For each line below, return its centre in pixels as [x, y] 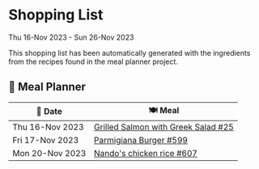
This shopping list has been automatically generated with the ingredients [129, 53]
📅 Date [49, 112]
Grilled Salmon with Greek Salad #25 [164, 127]
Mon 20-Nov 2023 [49, 153]
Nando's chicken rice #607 [146, 153]
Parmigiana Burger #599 [141, 140]
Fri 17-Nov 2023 [46, 140]
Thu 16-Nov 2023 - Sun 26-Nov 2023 [71, 37]
